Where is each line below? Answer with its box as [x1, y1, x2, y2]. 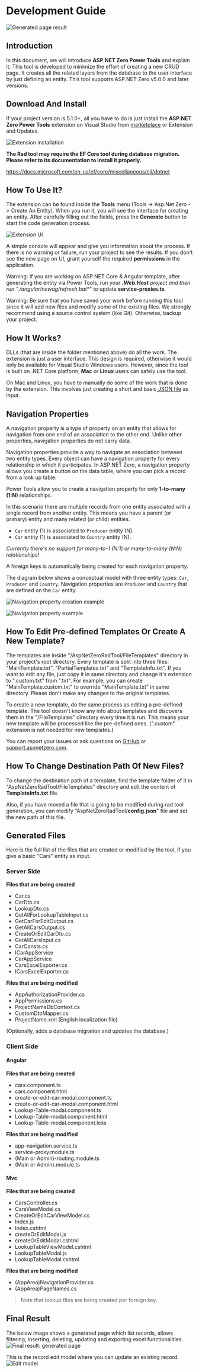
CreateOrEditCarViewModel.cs [14, 1212, 90, 1219]
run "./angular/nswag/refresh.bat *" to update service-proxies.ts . [6, 285, 166, 293]
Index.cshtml [14, 1225, 46, 1232]
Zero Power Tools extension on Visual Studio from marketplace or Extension [6, 121, 193, 128]
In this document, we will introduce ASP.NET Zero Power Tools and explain [6, 56, 190, 63]
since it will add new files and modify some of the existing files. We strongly [6, 303, 191, 310]
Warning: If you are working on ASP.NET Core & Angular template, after [6, 273, 181, 280]
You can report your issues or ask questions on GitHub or [6, 737, 146, 744]
